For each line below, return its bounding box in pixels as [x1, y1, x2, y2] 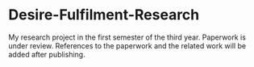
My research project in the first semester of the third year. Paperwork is [8, 32, 246, 42]
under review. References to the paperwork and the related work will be [8, 40, 247, 50]
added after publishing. [8, 49, 86, 59]
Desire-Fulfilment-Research [8, 6, 200, 24]
